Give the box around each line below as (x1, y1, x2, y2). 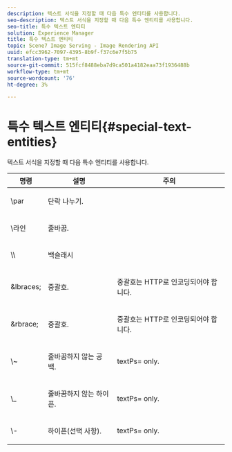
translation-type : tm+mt (7, 55, 79, 62)
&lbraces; (10, 282, 41, 292)
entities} (7, 134, 57, 150)
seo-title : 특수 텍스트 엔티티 (7, 23, 86, 30)
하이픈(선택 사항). (48, 426, 102, 436)
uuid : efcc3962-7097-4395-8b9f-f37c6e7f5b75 (7, 49, 137, 56)
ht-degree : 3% (7, 81, 48, 88)
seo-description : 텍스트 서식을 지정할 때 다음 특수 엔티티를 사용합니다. (7, 17, 193, 24)
